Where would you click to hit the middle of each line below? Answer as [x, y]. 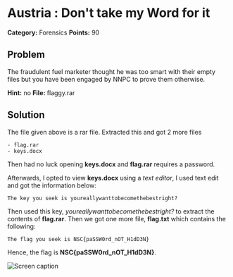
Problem [26, 55]
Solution [26, 115]
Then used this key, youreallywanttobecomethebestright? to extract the [111, 211]
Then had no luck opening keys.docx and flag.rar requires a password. [111, 164]
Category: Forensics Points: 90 [53, 32]
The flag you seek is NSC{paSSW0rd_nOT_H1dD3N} [78, 239]
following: [21, 226]
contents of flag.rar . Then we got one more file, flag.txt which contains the [117, 218]
